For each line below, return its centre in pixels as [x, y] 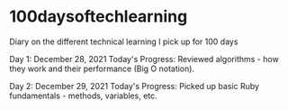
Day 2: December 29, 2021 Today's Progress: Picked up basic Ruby [134, 86]
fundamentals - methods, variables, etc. [83, 96]
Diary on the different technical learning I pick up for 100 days [124, 41]
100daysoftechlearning [99, 17]
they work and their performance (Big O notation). [102, 69]
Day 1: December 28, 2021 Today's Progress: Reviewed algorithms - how [144, 59]
